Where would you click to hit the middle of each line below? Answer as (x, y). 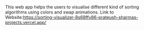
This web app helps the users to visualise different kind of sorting (72, 7)
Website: (14, 17)
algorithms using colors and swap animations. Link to (60, 12)
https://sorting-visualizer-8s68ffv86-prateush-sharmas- (81, 17)
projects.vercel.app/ (26, 22)
